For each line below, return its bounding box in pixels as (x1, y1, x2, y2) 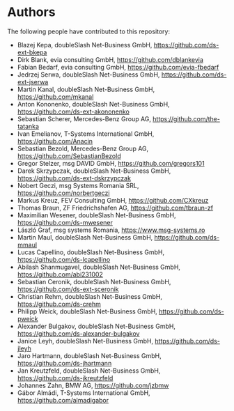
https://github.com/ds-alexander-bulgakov (17, 329, 140, 338)
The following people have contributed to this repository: (7, 27, 171, 36)
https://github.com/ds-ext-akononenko (17, 107, 130, 116)
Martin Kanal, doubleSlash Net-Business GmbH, (17, 85, 155, 93)
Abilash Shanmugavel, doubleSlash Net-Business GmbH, (17, 263, 181, 271)
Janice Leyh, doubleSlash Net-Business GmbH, (17, 336, 154, 345)
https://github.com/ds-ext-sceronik (17, 285, 119, 293)
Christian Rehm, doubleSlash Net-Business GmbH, (17, 292, 162, 300)
